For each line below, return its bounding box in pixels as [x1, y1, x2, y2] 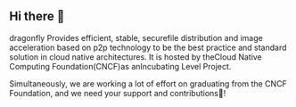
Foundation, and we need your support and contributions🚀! [9, 87, 226, 98]
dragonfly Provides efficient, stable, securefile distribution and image [9, 32, 263, 43]
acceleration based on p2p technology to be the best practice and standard [9, 42, 287, 53]
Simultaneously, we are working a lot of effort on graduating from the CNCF [9, 78, 287, 89]
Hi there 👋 [9, 9, 65, 24]
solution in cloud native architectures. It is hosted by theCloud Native [9, 51, 263, 62]
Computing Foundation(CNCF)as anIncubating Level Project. [9, 61, 232, 71]
